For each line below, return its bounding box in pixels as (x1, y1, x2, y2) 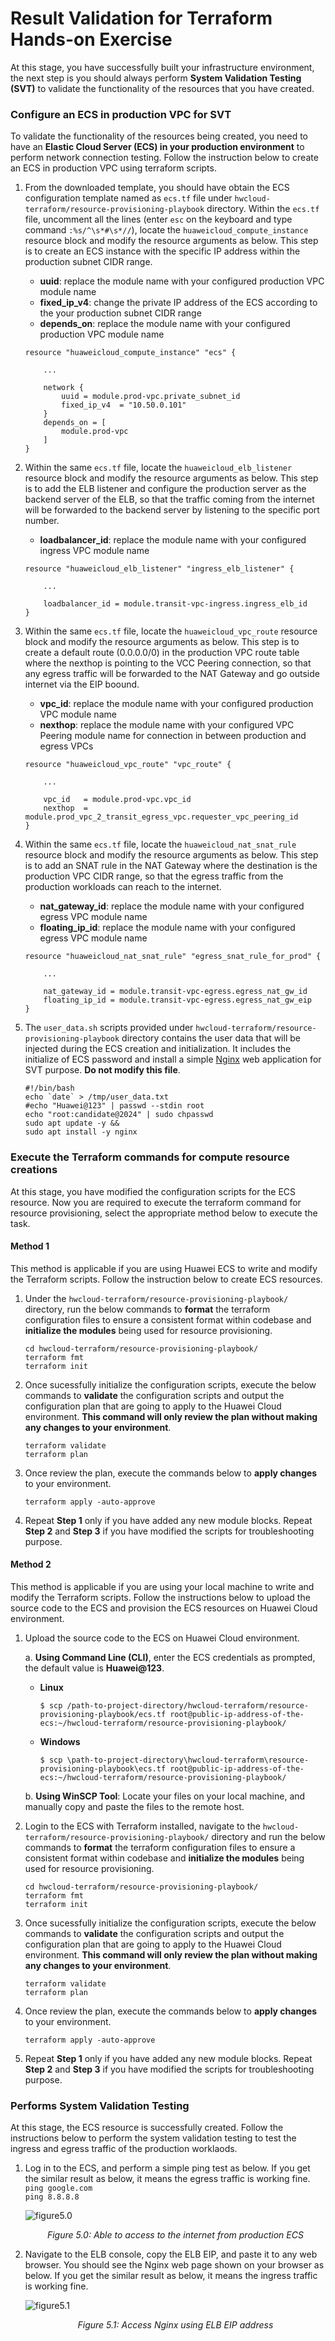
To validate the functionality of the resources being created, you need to (10, 130, 308, 142)
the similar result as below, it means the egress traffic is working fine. (24, 2173, 311, 2185)
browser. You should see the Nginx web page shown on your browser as (24, 2259, 325, 2271)
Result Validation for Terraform (10, 7, 273, 30)
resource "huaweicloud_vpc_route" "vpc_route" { (24, 760, 232, 770)
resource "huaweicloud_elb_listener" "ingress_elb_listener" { (24, 564, 295, 574)
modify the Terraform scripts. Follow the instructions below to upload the (10, 1591, 311, 1603)
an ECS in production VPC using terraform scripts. (10, 162, 217, 174)
